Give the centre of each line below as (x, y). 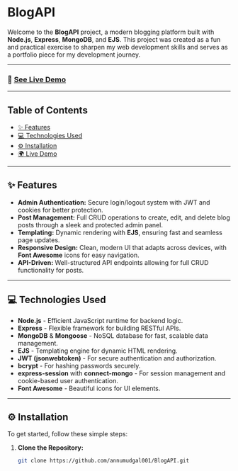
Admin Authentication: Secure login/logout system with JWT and (114, 202)
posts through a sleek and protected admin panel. (90, 225)
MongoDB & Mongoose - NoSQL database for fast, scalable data (113, 335)
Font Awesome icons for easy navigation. (78, 255)
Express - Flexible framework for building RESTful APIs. (99, 328)
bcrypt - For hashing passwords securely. (79, 365)
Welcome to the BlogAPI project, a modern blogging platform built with (111, 32)
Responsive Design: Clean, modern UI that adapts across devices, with (122, 247)
